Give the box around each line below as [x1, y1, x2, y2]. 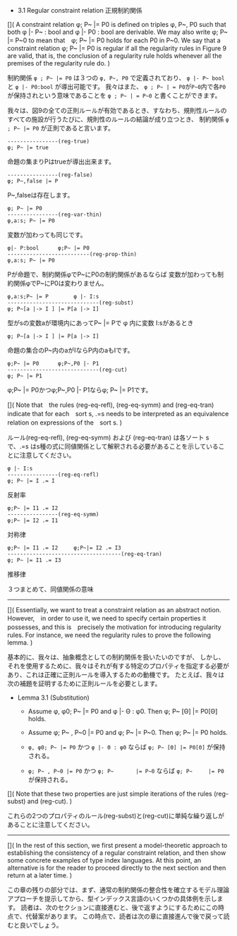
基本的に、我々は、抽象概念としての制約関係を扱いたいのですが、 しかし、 [7, 653, 225, 661]
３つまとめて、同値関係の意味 [7, 585, 94, 593]
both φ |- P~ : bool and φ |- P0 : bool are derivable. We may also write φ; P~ [7, 28, 228, 36]
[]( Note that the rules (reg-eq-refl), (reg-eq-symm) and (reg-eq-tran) [7, 401, 214, 409]
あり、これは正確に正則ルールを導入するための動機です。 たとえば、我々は [7, 671, 224, 679]
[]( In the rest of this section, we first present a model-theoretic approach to [7, 841, 228, 849]
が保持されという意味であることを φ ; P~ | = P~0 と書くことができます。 [7, 91, 221, 99]
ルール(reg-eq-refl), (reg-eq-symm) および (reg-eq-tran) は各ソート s [7, 433, 209, 442]
